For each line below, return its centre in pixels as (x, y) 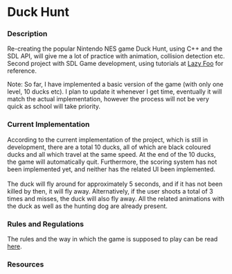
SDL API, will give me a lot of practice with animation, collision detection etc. (116, 56)
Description (27, 34)
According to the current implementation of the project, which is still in (108, 139)
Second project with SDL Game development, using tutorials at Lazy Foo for (115, 64)
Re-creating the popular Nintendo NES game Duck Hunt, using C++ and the (115, 49)
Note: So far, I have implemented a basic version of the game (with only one (115, 85)
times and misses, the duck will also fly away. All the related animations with (116, 198)
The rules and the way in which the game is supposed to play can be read (113, 239)
